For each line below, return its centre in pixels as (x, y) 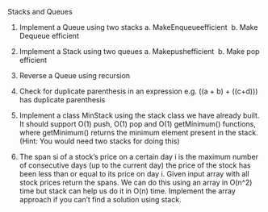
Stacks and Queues (40, 12)
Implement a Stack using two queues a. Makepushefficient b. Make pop (139, 51)
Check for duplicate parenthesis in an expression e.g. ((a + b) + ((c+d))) (138, 91)
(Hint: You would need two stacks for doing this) (99, 141)
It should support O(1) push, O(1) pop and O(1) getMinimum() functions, (137, 124)
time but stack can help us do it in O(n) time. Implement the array (127, 191)
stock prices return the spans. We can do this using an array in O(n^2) (136, 182)
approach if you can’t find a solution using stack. (100, 200)
